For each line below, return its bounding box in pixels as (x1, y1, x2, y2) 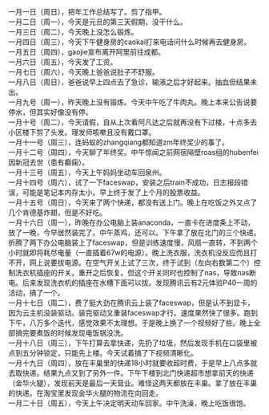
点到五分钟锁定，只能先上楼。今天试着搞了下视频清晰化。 (8, 348, 198, 357)
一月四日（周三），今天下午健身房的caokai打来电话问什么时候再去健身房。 (8, 37, 251, 47)
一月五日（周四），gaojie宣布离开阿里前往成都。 (8, 47, 166, 56)
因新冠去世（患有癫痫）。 (8, 157, 90, 167)
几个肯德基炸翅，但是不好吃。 (8, 208, 106, 217)
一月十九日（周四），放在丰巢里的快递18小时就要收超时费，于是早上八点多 (8, 358, 251, 368)
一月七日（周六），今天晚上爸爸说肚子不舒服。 (8, 67, 159, 76)
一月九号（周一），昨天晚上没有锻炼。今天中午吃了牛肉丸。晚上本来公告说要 (8, 97, 258, 107)
